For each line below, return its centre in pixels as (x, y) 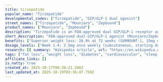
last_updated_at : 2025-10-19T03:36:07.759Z (50, 72)
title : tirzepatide (25, 9)
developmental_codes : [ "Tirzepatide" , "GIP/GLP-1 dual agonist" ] (72, 18)
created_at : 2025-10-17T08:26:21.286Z (44, 68)
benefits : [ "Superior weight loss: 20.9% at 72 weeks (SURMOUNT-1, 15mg (80, 41)
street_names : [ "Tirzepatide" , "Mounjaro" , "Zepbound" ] (63, 23)
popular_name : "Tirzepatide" (34, 14)
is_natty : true (20, 63)
